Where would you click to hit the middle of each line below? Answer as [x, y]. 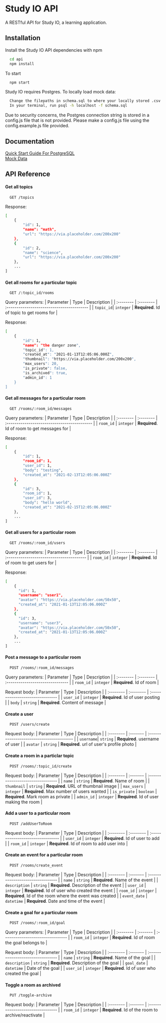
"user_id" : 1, [37, 466]
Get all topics [19, 186]
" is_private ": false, [45, 368]
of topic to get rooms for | [31, 313]
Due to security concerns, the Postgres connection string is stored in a [77, 115]
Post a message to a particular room [43, 657]
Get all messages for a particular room [45, 398]
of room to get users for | [31, 563]
